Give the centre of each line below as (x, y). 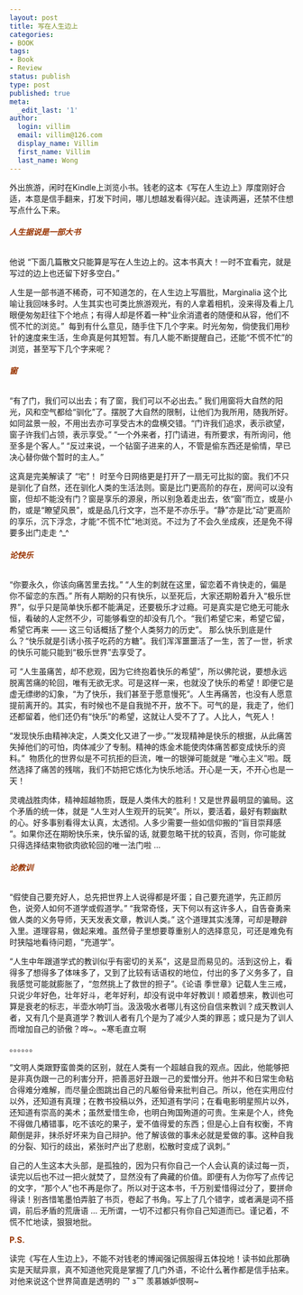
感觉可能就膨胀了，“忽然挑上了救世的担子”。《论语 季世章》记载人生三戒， (154, 984)
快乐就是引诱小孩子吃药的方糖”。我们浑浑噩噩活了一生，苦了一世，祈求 (161, 641)
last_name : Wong (48, 160)
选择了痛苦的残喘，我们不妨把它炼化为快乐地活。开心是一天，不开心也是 (151, 770)
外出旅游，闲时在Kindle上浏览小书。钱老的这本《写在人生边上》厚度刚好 (143, 187)
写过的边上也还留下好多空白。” (64, 273)
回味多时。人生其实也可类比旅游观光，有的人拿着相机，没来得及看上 (159, 303)
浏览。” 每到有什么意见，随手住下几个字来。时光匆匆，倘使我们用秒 (165, 326)
